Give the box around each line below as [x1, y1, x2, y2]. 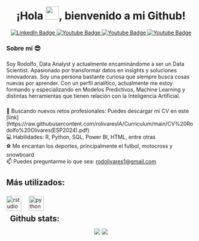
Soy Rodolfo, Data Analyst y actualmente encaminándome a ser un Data [6, 60, 185, 67]
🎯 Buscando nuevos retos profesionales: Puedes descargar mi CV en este [6, 107, 189, 114]
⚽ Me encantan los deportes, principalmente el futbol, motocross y [6, 142, 173, 149]
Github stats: [10, 214, 60, 224]
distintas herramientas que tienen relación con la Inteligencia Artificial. [6, 92, 180, 99]
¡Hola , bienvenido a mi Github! [16, 9, 186, 23]
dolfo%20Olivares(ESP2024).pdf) [6, 127, 90, 134]
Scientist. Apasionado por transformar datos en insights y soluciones [6, 66, 177, 74]
